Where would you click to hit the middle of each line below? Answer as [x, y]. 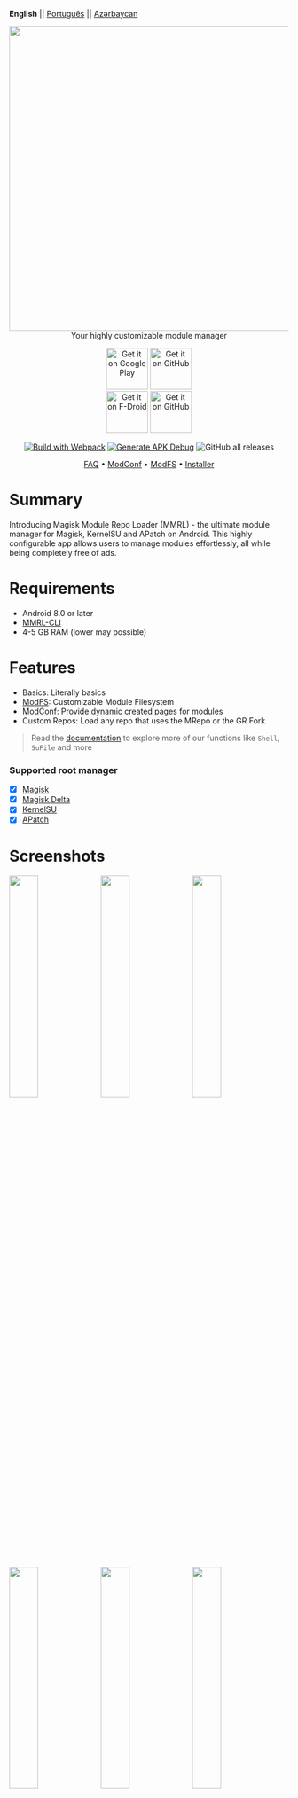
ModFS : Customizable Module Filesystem [98, 701]
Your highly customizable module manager [149, 336]
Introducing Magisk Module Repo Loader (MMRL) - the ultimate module [140, 524]
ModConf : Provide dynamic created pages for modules [122, 711]
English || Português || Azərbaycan [74, 14]
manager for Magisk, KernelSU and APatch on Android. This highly [131, 534]
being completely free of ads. [63, 552]
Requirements [62, 589]
